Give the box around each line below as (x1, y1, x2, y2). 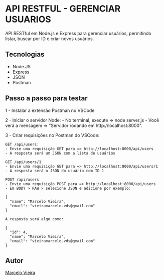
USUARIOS (5, 14, 51, 25)
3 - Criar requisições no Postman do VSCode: (5, 132, 100, 138)
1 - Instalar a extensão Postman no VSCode (5, 107, 95, 113)
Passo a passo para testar (5, 94, 88, 103)
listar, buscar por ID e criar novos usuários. (5, 36, 94, 42)
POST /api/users (5, 177, 39, 182)
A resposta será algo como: (5, 216, 64, 221)
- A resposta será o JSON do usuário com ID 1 (5, 168, 104, 173)
